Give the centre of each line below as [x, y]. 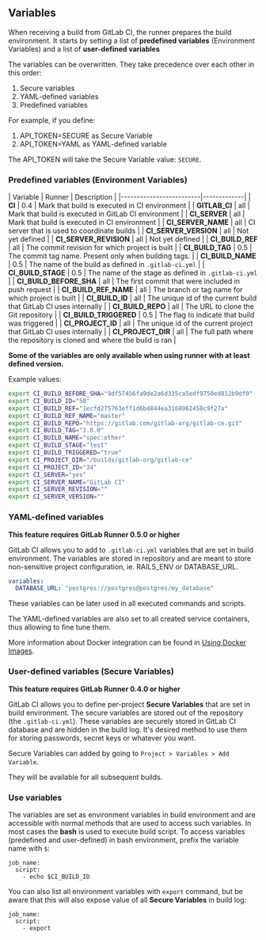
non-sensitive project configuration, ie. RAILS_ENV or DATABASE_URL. [123, 566]
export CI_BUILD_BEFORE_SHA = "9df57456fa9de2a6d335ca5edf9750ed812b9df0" [131, 394]
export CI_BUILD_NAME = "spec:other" [67, 438]
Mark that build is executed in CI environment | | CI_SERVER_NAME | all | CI [132, 223]
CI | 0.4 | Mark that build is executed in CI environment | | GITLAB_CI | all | [129, 206]
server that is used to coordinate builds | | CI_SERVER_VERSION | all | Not [129, 231]
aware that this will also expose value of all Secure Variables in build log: [127, 900]
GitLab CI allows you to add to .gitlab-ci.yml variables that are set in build [131, 550]
